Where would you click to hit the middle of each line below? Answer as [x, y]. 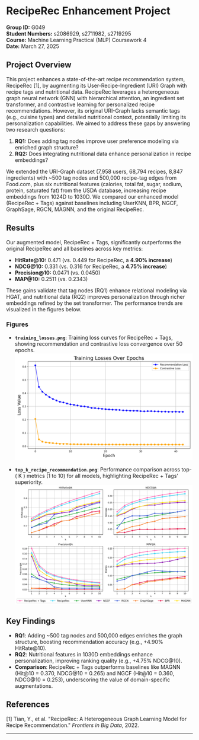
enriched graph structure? [46, 147]
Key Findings [31, 621]
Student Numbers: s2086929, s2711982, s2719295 [69, 33]
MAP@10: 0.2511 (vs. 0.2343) [51, 279]
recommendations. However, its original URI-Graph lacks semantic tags [93, 110]
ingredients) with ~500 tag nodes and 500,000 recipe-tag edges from [92, 178]
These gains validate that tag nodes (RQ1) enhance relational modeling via [97, 290]
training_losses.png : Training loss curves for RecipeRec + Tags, [94, 337]
